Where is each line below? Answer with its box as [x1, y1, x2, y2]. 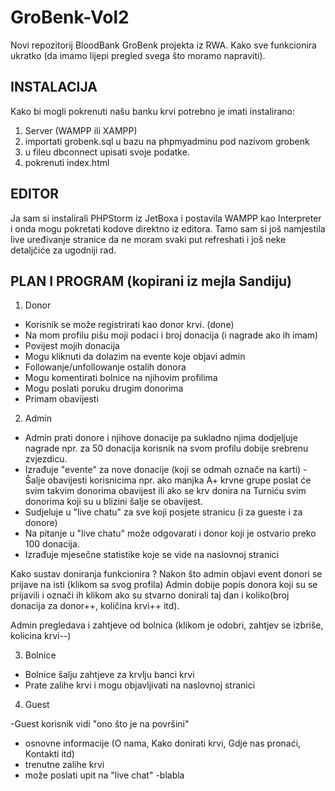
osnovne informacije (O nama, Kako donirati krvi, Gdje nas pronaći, [24, 737, 302, 750]
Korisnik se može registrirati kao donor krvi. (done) [24, 319, 235, 331]
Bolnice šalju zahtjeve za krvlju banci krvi [24, 669, 195, 681]
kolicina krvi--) [10, 630, 72, 642]
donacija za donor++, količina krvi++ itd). [10, 600, 180, 612]
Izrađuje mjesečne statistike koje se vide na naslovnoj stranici [24, 549, 279, 561]
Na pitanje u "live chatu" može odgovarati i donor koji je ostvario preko [24, 527, 317, 540]
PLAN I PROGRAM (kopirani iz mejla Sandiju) [10, 272, 292, 290]
